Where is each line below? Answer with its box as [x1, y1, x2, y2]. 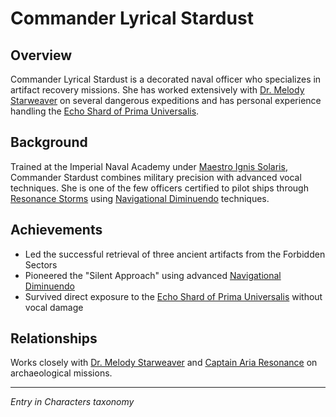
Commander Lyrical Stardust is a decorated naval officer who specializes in [10, 73, 322, 85]
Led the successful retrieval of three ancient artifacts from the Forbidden [24, 248, 326, 260]
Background [10, 134, 88, 151]
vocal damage [24, 301, 84, 313]
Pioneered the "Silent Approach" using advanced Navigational [24, 269, 282, 281]
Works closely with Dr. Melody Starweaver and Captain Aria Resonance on [10, 357, 318, 369]
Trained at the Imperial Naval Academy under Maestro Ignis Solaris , [10, 160, 288, 172]
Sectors [24, 258, 58, 271]
